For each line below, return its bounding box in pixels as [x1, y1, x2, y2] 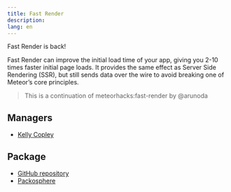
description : [7, 17, 45, 24]
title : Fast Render [7, 10, 64, 17]
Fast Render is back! [7, 43, 66, 51]
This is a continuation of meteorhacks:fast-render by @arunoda [24, 91, 209, 100]
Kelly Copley [17, 131, 54, 139]
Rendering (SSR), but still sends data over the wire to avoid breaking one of [7, 71, 225, 79]
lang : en [7, 23, 33, 30]
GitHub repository [17, 169, 69, 177]
